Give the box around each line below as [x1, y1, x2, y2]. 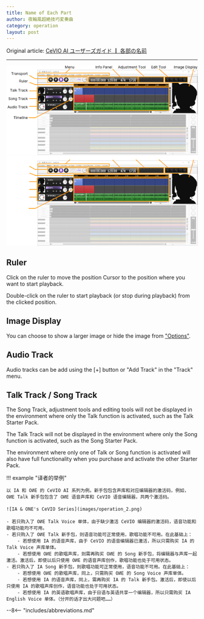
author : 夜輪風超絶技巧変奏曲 [6, 16, 74, 22]
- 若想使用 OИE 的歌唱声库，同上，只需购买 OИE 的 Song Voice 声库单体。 [17, 570, 186, 576]
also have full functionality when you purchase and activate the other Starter [6, 456, 198, 463]
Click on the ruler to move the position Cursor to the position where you [6, 273, 185, 281]
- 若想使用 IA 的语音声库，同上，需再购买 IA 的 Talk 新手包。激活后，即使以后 [17, 577, 196, 583]
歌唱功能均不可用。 [6, 525, 47, 532]
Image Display [6, 316, 62, 326]
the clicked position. [6, 298, 57, 306]
